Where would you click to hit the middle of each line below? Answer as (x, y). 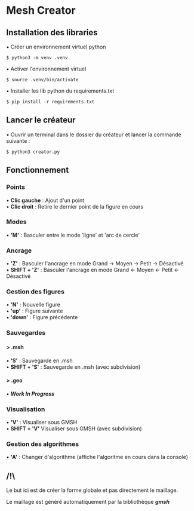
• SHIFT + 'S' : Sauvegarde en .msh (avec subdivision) (73, 367)
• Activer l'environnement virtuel (46, 69)
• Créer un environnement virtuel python (56, 47)
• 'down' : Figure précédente (42, 317)
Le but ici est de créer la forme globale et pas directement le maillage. (92, 490)
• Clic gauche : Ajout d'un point (45, 200)
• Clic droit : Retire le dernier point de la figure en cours (75, 206)
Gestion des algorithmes (43, 444)
